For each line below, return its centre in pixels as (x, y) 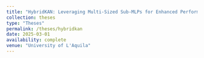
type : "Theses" (25, 23)
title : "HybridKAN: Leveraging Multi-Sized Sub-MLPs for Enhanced (92, 12)
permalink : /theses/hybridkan (45, 29)
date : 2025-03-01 (28, 34)
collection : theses (31, 18)
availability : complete (36, 40)
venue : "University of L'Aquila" (49, 46)
